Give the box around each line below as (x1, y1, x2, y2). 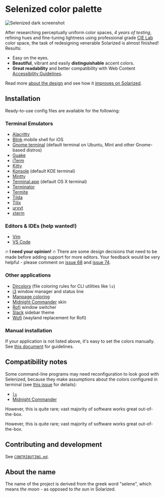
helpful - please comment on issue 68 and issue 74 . (5, 259, 111, 265)
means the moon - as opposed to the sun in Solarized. (5, 486, 116, 492)
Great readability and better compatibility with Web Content (12, 65, 135, 71)
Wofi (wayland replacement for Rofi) (12, 314, 87, 320)
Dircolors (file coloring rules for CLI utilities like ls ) (12, 283, 115, 289)
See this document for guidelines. (5, 343, 74, 349)
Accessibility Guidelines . (12, 70, 63, 76)
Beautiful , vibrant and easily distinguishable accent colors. (12, 60, 135, 66)
